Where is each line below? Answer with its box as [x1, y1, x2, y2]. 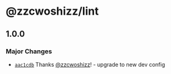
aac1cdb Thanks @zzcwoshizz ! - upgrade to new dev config [14, 61, 166, 68]
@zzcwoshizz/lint [5, 4, 99, 18]
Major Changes [5, 47, 53, 56]
